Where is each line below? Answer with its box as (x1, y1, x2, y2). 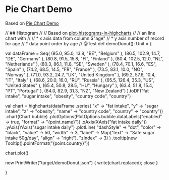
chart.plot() (5, 150, 29, 156)
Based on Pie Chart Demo (5, 20, 59, 26)
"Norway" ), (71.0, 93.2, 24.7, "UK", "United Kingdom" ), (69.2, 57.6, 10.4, (5, 71, 156, 77)
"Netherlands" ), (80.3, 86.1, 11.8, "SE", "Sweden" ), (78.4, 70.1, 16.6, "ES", (5, 61, 157, 67)
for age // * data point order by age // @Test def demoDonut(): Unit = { (5, 40, 152, 46)
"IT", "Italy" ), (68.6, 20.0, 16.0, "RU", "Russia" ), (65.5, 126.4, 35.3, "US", (5, 77, 155, 83)
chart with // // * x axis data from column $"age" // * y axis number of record (5, 35, 164, 41)
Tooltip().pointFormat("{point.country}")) (5, 140, 90, 146)
